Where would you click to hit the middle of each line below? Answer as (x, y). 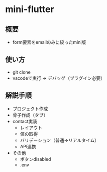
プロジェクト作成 (30, 108)
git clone (22, 72)
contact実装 (25, 121)
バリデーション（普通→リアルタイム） (60, 140)
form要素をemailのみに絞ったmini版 (49, 42)
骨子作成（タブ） (30, 115)
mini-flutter (30, 9)
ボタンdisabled (35, 159)
